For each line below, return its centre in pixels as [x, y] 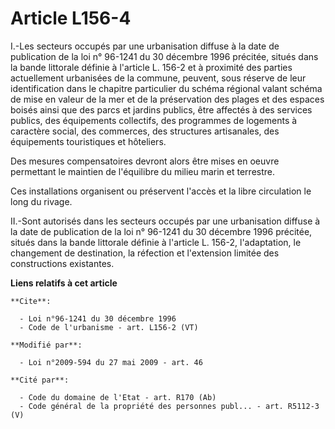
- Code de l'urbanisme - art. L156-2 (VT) [109, 327]
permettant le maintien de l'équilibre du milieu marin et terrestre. [143, 171]
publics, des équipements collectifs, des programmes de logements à [154, 120]
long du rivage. [41, 201]
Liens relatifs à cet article [64, 283]
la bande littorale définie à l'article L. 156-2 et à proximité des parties [151, 67]
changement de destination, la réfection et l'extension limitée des [145, 253]
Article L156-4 [71, 18]
